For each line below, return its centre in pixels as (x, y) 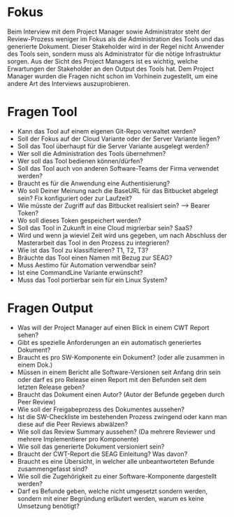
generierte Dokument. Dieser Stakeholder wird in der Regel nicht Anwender (116, 46)
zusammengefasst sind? (52, 469)
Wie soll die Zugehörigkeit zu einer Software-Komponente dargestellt (117, 476)
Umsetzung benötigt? (49, 506)
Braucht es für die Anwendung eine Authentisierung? (94, 183)
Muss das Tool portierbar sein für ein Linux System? (92, 280)
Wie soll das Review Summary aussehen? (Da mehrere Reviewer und (116, 432)
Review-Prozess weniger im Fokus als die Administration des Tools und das (116, 38)
